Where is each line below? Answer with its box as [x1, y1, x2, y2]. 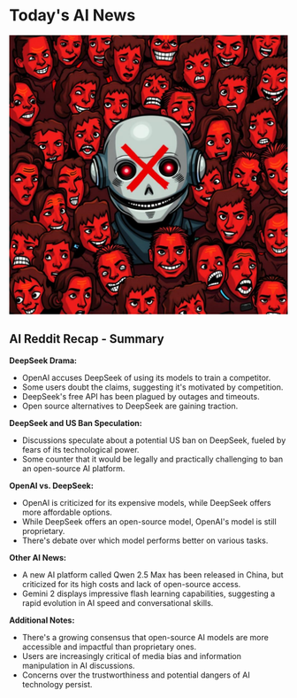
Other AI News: [9, 552, 66, 562]
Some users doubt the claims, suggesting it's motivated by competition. [21, 382, 284, 392]
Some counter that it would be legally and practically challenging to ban [21, 454, 284, 464]
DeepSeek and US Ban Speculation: [9, 417, 143, 428]
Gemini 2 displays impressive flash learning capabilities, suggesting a [21, 588, 276, 599]
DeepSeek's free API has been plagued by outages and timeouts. [21, 391, 260, 401]
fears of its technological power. [21, 444, 140, 454]
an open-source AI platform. [21, 462, 126, 474]
